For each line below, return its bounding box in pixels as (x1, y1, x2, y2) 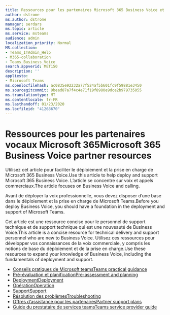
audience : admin (5, 36, 40, 41)
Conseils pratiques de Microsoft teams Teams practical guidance (12, 266, 147, 272)
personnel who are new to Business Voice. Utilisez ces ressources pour (5, 234, 155, 241)
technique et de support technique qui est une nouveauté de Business (5, 224, 152, 230)
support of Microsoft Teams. (5, 208, 65, 215)
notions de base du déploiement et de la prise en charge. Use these (5, 246, 146, 252)
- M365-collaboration (5, 54, 51, 60)
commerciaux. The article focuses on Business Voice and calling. (5, 183, 140, 189)
